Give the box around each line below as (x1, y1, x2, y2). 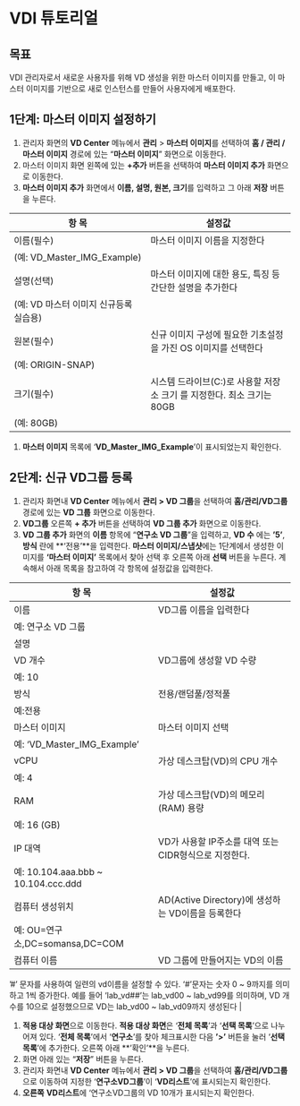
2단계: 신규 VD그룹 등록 (9, 470, 133, 485)
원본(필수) (13, 335, 54, 347)
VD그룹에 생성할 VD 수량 (157, 654, 257, 666)
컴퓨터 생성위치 (13, 900, 74, 913)
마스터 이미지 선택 (157, 721, 229, 733)
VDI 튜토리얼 (9, 8, 98, 29)
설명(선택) (13, 274, 54, 287)
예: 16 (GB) (13, 819, 61, 831)
